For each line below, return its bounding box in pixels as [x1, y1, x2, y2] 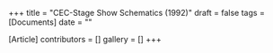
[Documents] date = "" [8, 17, 92, 27]
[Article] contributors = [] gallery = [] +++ [8, 34, 163, 44]
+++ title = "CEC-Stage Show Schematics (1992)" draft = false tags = [8, 8, 266, 18]
